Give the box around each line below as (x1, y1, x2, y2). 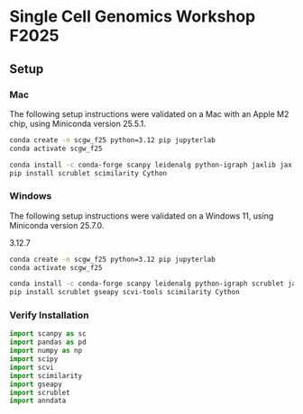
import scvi (9, 363, 54, 372)
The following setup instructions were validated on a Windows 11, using (9, 210, 274, 221)
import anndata (9, 396, 67, 406)
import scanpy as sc (9, 329, 87, 338)
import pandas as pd (9, 337, 87, 347)
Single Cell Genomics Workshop (9, 6, 256, 27)
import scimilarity (9, 371, 83, 380)
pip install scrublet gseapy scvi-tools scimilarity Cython (9, 288, 241, 297)
